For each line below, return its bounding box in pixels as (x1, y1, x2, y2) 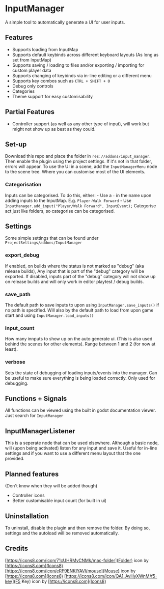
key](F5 (5, 578, 21, 584)
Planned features (5, 470, 59, 478)
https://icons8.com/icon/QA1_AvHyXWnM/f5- (65, 573, 158, 579)
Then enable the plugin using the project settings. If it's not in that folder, (5, 158, 152, 165)
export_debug (5, 252, 39, 258)
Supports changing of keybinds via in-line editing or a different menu (12, 72, 152, 79)
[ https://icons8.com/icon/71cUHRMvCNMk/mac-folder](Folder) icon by (5, 557, 149, 563)
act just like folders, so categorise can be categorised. (5, 208, 115, 214)
